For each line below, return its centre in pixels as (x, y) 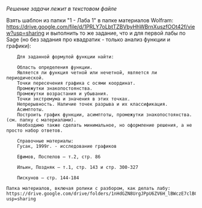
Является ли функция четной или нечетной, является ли (87, 73)
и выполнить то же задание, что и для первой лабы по (116, 33)
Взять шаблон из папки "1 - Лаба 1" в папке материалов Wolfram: (90, 20)
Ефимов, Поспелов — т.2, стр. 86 (59, 157)
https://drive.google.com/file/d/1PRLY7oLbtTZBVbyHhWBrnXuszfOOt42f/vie (101, 27)
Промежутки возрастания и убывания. (63, 94)
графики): (19, 46)
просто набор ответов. (35, 130)
